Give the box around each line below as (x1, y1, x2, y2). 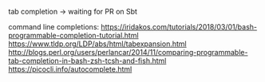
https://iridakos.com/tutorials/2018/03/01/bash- (101, 22, 258, 31)
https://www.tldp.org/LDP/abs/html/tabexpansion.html (8, 39, 187, 49)
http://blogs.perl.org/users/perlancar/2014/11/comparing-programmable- (8, 48, 248, 57)
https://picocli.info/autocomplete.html (8, 64, 132, 74)
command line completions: (8, 22, 100, 31)
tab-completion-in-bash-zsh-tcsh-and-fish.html (8, 56, 167, 65)
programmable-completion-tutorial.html (8, 31, 139, 40)
